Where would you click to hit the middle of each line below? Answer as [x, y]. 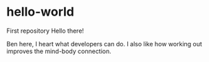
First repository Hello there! [45, 31]
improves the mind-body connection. [59, 51]
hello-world [41, 12]
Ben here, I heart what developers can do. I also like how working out [104, 44]
